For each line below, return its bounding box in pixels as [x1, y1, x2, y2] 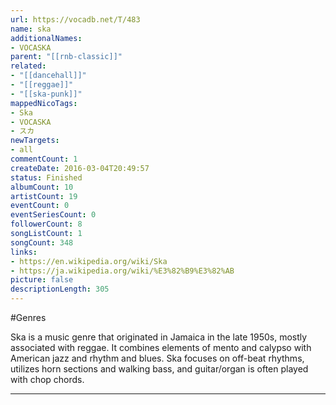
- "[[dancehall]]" [10, 71, 87, 81]
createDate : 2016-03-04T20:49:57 [10, 163, 150, 173]
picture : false [10, 275, 74, 285]
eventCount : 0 [10, 201, 70, 211]
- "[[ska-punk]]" [10, 89, 83, 99]
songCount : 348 [10, 237, 74, 248]
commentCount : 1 [10, 154, 78, 164]
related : [10, 61, 47, 71]
